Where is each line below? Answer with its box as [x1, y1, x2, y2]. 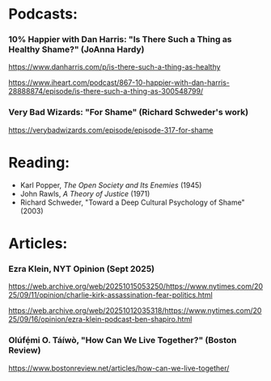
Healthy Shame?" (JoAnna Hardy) [8, 44, 145, 55]
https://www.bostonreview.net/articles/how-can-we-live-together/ [8, 363, 230, 373]
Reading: [8, 153, 70, 171]
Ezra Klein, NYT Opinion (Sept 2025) [8, 263, 155, 274]
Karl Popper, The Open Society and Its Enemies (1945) [19, 180, 202, 190]
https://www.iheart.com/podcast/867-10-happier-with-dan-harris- [8, 78, 231, 87]
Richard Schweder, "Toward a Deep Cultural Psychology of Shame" [19, 197, 245, 207]
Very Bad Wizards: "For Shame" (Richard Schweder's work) [8, 107, 249, 118]
